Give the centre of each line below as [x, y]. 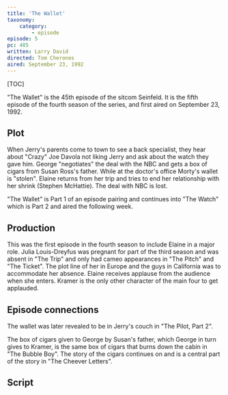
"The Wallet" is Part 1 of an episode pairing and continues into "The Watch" [113, 199]
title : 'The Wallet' [37, 13]
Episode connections [53, 310]
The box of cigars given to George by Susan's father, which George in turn [112, 340]
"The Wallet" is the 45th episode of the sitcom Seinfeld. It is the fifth [103, 97]
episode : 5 [23, 39]
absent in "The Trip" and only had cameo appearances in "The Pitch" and [110, 259]
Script [20, 383]
